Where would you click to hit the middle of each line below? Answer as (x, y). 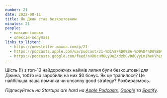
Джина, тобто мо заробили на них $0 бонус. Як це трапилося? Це (75, 76)
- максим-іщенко (26, 33)
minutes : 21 (17, 24)
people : (13, 28)
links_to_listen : (23, 42)
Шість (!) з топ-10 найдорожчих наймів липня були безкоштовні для (77, 70)
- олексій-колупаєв (30, 38)
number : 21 (16, 10)
